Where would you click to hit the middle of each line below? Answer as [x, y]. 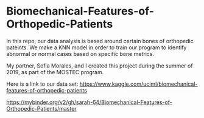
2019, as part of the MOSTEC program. [55, 72]
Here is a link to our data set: [42, 84]
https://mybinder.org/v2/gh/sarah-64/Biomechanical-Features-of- [89, 102]
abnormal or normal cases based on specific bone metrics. [80, 54]
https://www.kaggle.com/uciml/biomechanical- [139, 84]
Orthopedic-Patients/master [42, 108]
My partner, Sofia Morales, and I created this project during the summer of [100, 66]
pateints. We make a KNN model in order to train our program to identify [97, 47]
